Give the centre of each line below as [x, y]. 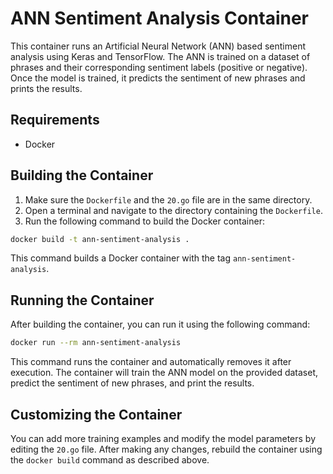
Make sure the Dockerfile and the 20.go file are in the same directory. [168, 199]
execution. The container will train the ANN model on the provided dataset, [164, 373]
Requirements [55, 120]
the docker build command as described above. [110, 459]
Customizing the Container [96, 414]
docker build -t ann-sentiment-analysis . [100, 239]
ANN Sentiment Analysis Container [160, 18]
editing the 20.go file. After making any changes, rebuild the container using [166, 449]
